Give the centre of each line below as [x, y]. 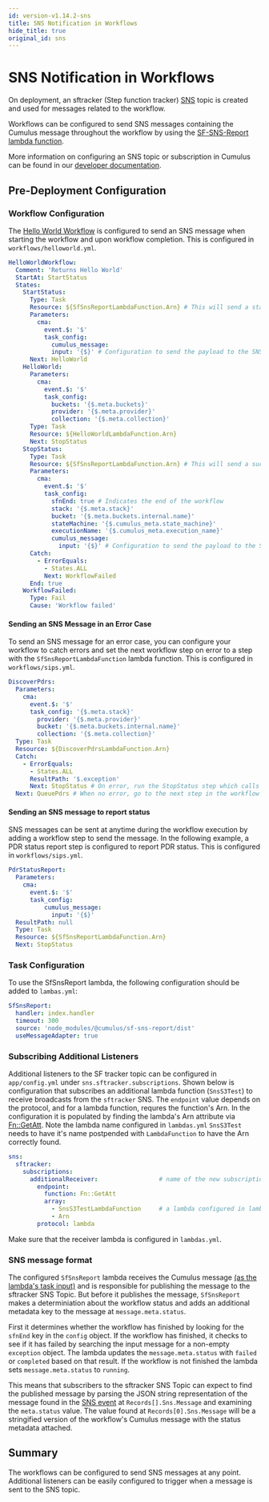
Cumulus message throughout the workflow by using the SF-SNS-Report [128, 132]
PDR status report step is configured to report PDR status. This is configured [134, 846]
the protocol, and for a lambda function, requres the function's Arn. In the [129, 1108]
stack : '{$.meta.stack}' [92, 509]
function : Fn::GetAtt [80, 1194]
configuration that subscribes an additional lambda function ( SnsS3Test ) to [131, 1091]
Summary [33, 1453]
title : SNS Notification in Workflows [73, 23]
